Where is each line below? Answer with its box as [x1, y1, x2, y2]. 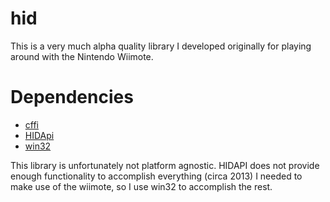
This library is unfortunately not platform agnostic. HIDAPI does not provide [10, 159, 320, 171]
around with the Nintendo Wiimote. [10, 50, 154, 62]
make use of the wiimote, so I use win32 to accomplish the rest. [10, 180, 273, 192]
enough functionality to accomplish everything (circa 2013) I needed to [10, 170, 303, 182]
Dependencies [10, 86, 134, 109]
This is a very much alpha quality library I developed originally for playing [10, 40, 312, 52]
